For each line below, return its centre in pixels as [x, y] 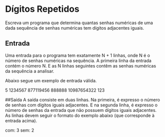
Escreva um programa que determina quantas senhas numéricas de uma [79, 23]
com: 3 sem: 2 [20, 130]
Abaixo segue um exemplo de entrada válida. [51, 80]
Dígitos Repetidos [42, 9]
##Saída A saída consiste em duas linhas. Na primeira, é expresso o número [83, 100]
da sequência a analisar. [30, 71]
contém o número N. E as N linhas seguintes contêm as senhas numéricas [81, 66]
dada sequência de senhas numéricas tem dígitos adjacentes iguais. [75, 28]
